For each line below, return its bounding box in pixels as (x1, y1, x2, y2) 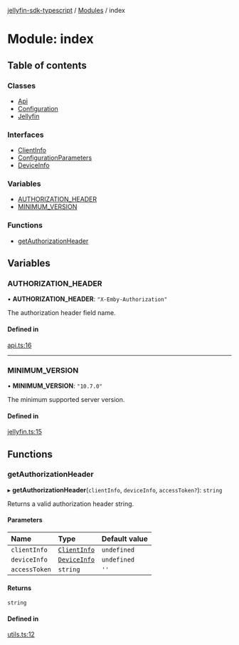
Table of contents (7, 59, 87, 71)
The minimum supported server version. (7, 395, 125, 403)
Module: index (7, 31, 94, 47)
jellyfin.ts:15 (7, 428, 43, 436)
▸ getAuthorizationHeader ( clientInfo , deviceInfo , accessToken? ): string (7, 485, 223, 494)
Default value (101, 534, 148, 544)
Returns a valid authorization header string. (7, 499, 134, 508)
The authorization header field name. (7, 309, 116, 317)
